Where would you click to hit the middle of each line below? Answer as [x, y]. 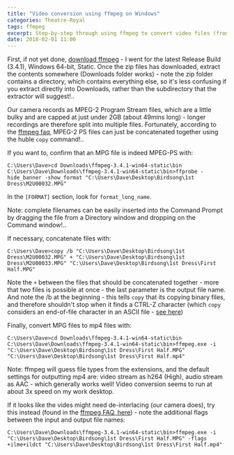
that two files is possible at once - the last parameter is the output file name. [117, 290]
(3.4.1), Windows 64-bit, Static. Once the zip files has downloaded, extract [114, 67]
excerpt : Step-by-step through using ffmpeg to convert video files [109, 33]
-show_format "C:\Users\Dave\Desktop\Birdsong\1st [119, 178]
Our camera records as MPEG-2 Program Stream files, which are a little [109, 110]
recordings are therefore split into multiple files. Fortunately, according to [112, 125]
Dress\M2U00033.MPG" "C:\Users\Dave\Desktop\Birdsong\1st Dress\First [112, 264]
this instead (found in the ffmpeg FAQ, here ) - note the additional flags [108, 413]
